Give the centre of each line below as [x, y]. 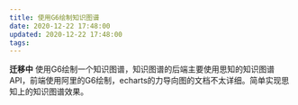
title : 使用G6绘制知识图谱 [54, 17]
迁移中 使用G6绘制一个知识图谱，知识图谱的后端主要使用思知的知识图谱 [142, 69]
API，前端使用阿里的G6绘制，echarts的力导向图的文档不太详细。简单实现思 [149, 81]
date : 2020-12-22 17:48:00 [60, 26]
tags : [19, 43]
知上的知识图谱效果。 [49, 92]
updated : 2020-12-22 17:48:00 [66, 34]
